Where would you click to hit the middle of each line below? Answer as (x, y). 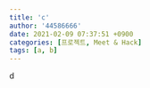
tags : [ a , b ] (33, 51)
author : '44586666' (46, 26)
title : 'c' (29, 17)
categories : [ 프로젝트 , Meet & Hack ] (76, 42)
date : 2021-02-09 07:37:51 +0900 (71, 34)
